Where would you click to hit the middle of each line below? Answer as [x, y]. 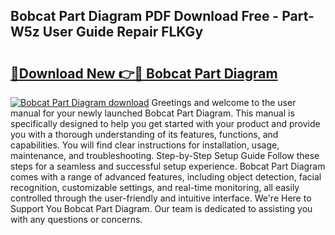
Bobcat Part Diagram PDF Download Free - [145, 16]
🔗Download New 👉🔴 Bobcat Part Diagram [144, 73]
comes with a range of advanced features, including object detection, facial [166, 177]
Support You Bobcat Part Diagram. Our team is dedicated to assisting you [161, 208]
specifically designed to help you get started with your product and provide [165, 123]
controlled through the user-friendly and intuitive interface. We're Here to [161, 198]
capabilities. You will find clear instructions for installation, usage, [145, 145]
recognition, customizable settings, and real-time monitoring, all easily [155, 187]
